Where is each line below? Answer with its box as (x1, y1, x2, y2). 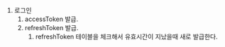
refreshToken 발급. (24, 24, 79, 32)
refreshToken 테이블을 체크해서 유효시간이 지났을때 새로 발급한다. (35, 32, 218, 41)
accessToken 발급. (24, 15, 79, 23)
